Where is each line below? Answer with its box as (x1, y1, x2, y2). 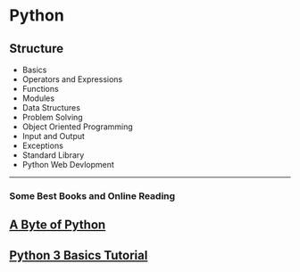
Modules (21, 93, 55, 103)
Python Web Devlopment (21, 160, 114, 169)
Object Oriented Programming (21, 121, 134, 132)
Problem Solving (21, 112, 83, 122)
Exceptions (21, 140, 64, 151)
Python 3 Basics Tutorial (9, 247, 148, 263)
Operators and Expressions (21, 74, 123, 85)
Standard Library (21, 150, 85, 161)
